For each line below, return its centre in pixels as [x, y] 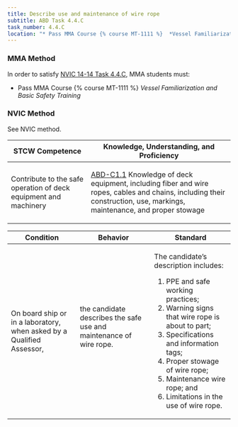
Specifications [190, 334]
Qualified [26, 340]
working [180, 290]
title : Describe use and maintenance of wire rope [84, 14]
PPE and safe [188, 281]
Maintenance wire [196, 379]
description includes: [189, 265]
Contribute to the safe [47, 179]
